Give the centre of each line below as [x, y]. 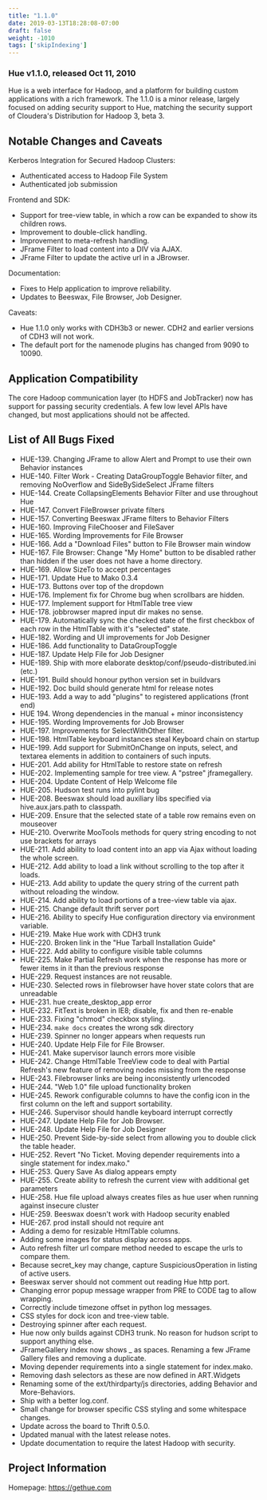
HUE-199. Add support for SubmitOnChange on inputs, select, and [129, 747]
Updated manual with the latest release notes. [95, 1435]
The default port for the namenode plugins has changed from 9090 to [134, 345]
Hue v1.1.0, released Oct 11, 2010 [72, 73]
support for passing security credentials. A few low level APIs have [118, 406]
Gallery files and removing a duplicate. [83, 1358]
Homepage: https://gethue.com [60, 1487]
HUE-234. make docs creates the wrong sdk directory [106, 1027]
